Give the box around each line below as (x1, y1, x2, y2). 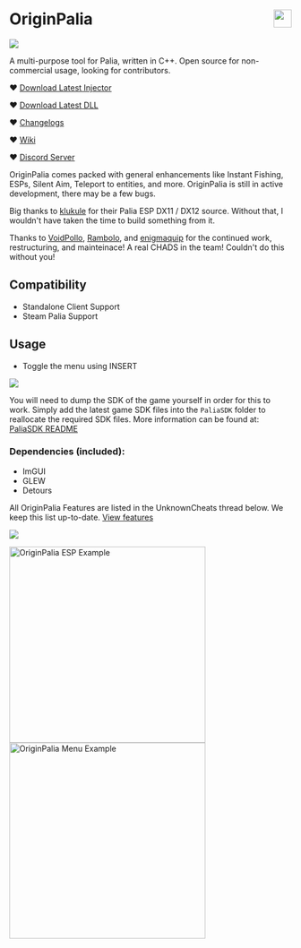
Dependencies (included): (9, 445, 125, 458)
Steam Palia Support (21, 310, 99, 322)
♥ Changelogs (9, 116, 64, 127)
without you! (9, 251, 56, 262)
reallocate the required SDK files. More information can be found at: (9, 413, 260, 425)
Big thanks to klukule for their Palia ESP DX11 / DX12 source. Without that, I (9, 205, 284, 216)
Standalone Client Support (21, 301, 120, 312)
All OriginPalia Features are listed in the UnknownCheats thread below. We (9, 502, 284, 513)
